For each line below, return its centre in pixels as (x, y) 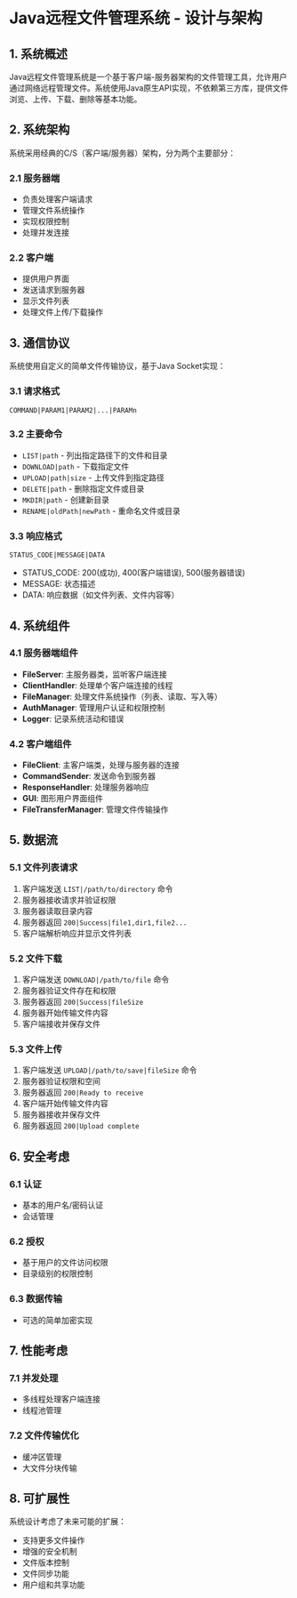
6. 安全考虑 (40, 1156)
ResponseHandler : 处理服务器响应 (85, 787)
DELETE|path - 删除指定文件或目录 (83, 488)
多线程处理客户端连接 (61, 1399)
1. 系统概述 (39, 54)
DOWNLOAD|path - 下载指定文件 (76, 466)
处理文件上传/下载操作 (63, 312)
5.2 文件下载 (36, 959)
